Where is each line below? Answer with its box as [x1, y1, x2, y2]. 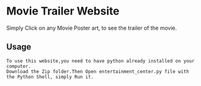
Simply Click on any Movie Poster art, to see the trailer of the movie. [6, 24, 177, 31]
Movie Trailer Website [6, 4, 120, 18]
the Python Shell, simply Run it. [6, 74, 94, 80]
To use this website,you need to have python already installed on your [6, 58, 195, 64]
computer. [6, 63, 32, 69]
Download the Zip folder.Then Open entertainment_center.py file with [6, 68, 189, 74]
